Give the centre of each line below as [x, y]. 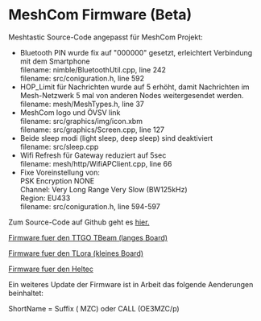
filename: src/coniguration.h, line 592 [82, 78]
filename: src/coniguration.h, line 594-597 [90, 206]
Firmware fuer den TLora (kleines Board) [76, 253]
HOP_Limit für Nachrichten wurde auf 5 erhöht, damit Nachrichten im [135, 87]
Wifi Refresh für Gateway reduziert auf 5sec [93, 155]
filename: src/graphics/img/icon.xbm [81, 121]
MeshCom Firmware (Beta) [100, 15]
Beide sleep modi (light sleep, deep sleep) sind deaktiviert [116, 138]
